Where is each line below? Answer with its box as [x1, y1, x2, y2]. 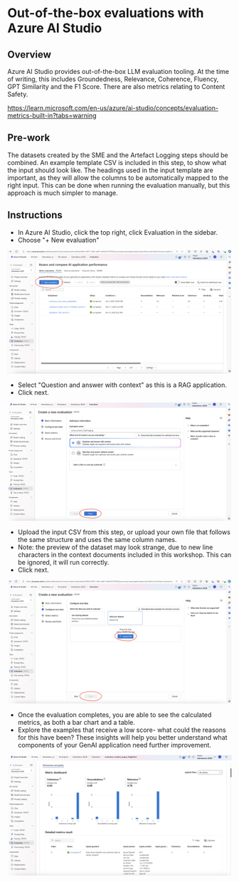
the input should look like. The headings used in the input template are [7, 166, 213, 174]
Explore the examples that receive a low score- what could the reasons [17, 726, 226, 734]
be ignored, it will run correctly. [17, 558, 110, 566]
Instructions [7, 209, 63, 221]
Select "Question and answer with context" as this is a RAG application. [17, 381, 228, 389]
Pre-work [7, 132, 51, 144]
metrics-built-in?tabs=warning [7, 112, 97, 119]
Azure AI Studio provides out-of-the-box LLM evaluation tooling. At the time [7, 68, 230, 75]
